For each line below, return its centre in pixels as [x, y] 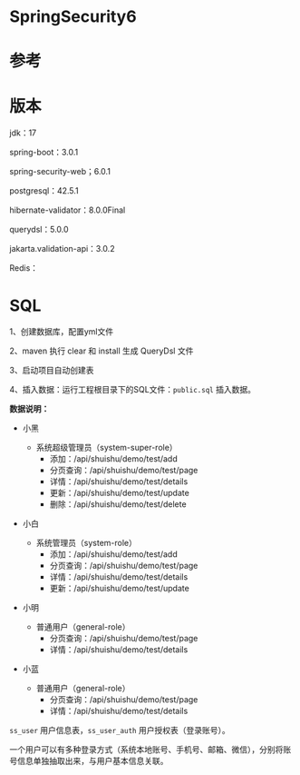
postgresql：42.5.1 [44, 191]
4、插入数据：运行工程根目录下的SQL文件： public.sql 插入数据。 [133, 390]
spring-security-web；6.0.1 [60, 172]
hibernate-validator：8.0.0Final [68, 210]
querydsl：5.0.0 [39, 230]
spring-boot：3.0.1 [44, 153]
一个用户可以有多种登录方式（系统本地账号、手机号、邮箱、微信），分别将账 [150, 750]
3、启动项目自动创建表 [52, 371]
